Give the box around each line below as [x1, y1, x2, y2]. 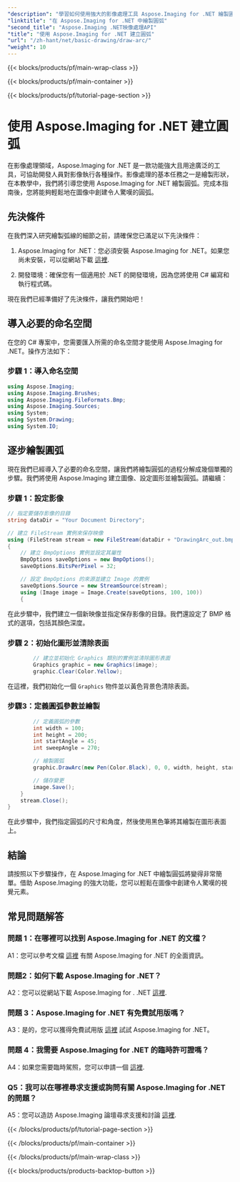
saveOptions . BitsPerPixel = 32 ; [20, 562, 116, 570]
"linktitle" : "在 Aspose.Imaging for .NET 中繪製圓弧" [7, 17, 168, 24]
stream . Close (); [20, 797, 69, 804]
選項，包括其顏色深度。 [19, 618, 89, 627]
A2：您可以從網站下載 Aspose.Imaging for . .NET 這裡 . [7, 988, 167, 997]
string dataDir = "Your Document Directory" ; [7, 516, 145, 524]
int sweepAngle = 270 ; [33, 745, 101, 752]
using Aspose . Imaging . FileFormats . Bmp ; [7, 396, 126, 404]
